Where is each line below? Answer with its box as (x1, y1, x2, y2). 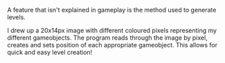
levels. (7, 13, 26, 21)
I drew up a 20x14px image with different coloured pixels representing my (7, 27, 217, 34)
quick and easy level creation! (7, 48, 93, 56)
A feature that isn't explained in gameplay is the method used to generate (7, 6, 217, 14)
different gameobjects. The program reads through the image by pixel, (7, 34, 208, 42)
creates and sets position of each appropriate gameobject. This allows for (7, 41, 218, 49)
